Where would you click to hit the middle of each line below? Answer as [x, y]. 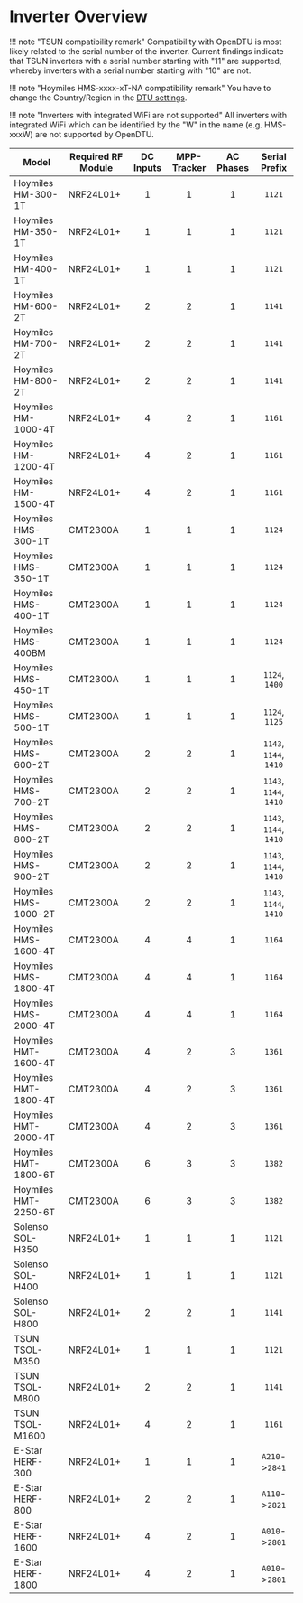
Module [96, 167]
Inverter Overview [79, 17]
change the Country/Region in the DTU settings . [98, 98]
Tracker [189, 167]
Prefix [274, 167]
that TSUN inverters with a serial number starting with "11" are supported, [146, 61]
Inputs [148, 167]
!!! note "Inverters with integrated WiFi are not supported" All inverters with [148, 115]
